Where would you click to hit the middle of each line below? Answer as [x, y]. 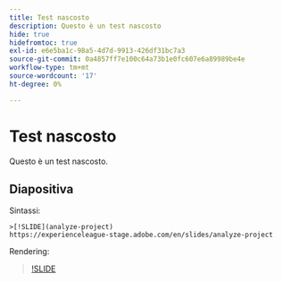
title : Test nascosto [50, 17]
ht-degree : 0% [36, 84]
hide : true [29, 34]
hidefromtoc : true [43, 43]
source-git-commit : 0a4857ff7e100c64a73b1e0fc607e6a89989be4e [127, 59]
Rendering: [29, 252]
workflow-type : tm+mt [50, 68]
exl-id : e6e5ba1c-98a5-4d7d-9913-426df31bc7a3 [97, 51]
